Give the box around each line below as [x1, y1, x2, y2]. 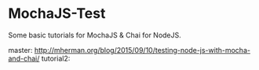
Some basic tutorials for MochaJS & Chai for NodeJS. [8, 30, 182, 40]
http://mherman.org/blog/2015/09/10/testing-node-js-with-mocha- [34, 45, 251, 54]
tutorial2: [41, 54, 71, 63]
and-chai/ [8, 54, 40, 63]
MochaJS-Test [8, 5, 106, 23]
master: [8, 45, 33, 54]
